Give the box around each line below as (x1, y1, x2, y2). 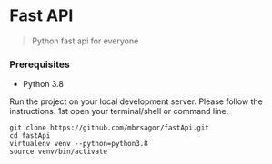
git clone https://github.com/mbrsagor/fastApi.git (9, 123, 209, 132)
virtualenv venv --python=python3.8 (9, 140, 148, 149)
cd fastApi (9, 131, 51, 140)
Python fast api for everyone (31, 35, 139, 46)
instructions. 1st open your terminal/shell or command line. (9, 106, 229, 117)
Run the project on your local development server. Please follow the (9, 96, 264, 107)
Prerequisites (9, 58, 70, 71)
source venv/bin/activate (9, 147, 107, 157)
